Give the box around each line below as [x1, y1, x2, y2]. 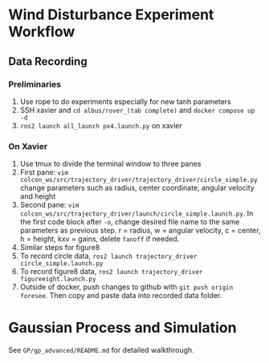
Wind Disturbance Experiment [8, 6, 214, 24]
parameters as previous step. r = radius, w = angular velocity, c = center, [19, 226, 261, 236]
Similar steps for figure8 [19, 243, 100, 252]
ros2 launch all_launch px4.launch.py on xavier [19, 120, 183, 130]
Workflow [8, 22, 75, 41]
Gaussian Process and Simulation [8, 319, 237, 337]
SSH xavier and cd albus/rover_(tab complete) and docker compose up [19, 105, 255, 115]
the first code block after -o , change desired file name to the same [19, 217, 240, 227]
